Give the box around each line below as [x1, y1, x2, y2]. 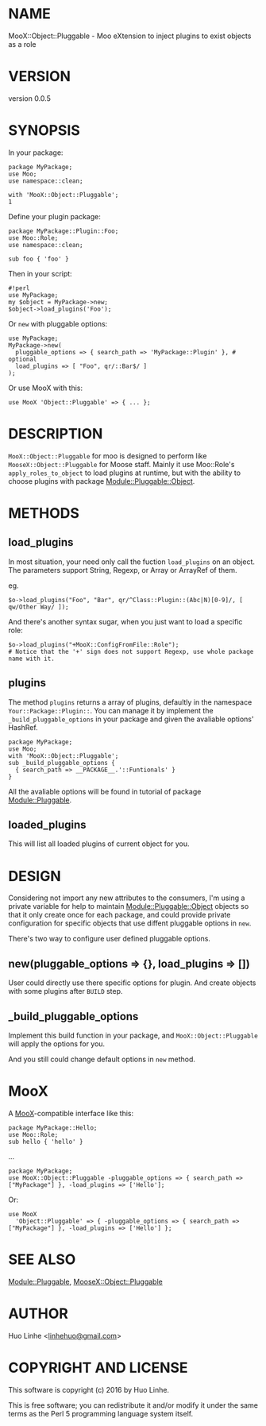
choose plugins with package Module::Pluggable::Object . [8, 476, 195, 485]
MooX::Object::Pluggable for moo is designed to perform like [8, 450, 207, 461]
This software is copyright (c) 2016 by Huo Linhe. [8, 1385, 169, 1394]
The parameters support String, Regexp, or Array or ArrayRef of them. [8, 565, 237, 574]
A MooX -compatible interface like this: [8, 1108, 134, 1118]
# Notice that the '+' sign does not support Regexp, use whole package [8, 647, 254, 655]
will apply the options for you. [8, 1038, 106, 1049]
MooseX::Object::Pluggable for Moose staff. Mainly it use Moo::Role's [8, 459, 235, 469]
